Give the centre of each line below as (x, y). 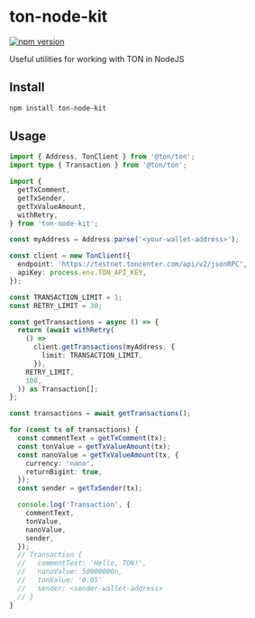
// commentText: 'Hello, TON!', (82, 563)
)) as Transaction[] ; (58, 389)
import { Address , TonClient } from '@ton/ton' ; (102, 157)
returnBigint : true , (64, 472)
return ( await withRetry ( (66, 331)
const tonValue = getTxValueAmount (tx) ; (94, 446)
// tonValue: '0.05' (60, 580)
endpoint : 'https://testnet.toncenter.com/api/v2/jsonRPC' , (132, 264)
